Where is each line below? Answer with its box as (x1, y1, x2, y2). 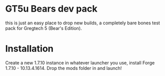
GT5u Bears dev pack (5, 3, 97, 15)
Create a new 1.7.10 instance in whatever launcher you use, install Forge (5, 59, 155, 66)
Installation (5, 43, 54, 55)
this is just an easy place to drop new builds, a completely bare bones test (5, 20, 160, 26)
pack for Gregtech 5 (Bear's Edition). (5, 25, 82, 31)
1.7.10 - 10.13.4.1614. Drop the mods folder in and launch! (5, 65, 122, 71)
